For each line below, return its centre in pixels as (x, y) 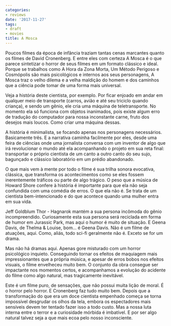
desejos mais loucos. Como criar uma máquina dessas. (63, 122)
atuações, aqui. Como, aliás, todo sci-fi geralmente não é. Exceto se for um (84, 233)
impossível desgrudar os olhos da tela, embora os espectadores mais (78, 302)
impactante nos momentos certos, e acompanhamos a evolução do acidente (85, 270)
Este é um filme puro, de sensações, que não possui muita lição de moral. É (84, 285)
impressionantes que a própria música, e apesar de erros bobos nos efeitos (84, 259)
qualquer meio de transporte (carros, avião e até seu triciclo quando (77, 100)
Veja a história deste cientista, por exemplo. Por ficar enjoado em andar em (84, 95)
